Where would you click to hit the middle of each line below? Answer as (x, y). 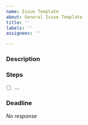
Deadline (19, 103)
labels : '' (19, 28)
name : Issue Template (33, 11)
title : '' (18, 22)
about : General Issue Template (44, 17)
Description (23, 59)
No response (22, 116)
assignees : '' (23, 33)
